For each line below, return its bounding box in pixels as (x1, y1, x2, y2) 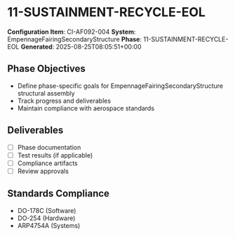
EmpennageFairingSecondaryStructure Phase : (7, 34, 142, 43)
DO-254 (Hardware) (17, 214, 76, 222)
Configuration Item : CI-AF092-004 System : (7, 27, 136, 36)
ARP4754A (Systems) (17, 221, 81, 229)
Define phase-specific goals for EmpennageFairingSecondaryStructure (17, 82, 223, 90)
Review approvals (17, 167, 69, 175)
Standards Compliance (7, 188, 110, 200)
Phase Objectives (7, 63, 86, 75)
